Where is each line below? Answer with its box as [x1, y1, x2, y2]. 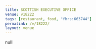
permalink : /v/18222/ [5, 21, 50, 26]
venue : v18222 [5, 12, 35, 17]
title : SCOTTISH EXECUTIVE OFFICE [5, 7, 77, 12]
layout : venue [5, 26, 35, 31]
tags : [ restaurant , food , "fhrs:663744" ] [5, 16, 92, 21]
